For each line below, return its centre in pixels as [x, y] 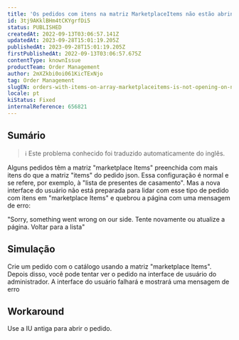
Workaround [36, 311]
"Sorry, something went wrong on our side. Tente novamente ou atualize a [116, 219]
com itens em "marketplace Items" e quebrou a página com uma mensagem [119, 197]
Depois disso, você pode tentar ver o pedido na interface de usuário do [112, 274]
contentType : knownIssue [44, 61]
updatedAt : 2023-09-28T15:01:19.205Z [63, 41]
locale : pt [23, 93]
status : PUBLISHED [34, 27]
